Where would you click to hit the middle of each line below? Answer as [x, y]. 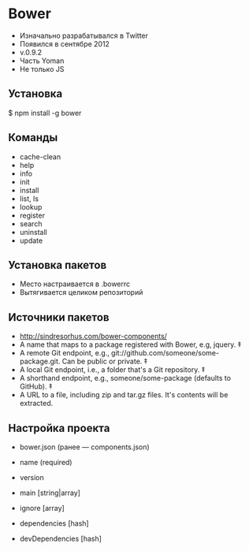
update [31, 240]
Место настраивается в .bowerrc [75, 284]
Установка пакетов [58, 265]
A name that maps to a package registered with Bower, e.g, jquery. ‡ [130, 344]
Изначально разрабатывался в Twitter [84, 35]
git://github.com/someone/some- [165, 353]
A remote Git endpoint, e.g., [65, 353]
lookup [31, 207]
